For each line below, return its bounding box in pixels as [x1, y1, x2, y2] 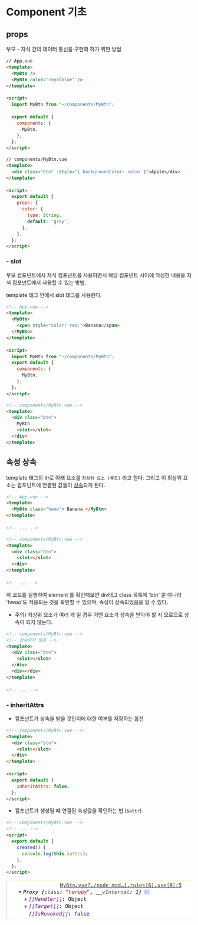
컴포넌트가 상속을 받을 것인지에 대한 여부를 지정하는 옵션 [14, 715, 144, 722]
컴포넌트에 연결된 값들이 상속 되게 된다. [16, 481, 105, 488]
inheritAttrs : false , [16, 783, 70, 789]
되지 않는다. [25, 618, 53, 625]
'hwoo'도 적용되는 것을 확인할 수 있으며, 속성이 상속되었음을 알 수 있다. [6, 599, 169, 606]
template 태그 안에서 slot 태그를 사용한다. [6, 291, 102, 298]
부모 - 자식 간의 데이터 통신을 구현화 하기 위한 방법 [6, 45, 122, 52]
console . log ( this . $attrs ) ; [21, 851, 88, 857]
